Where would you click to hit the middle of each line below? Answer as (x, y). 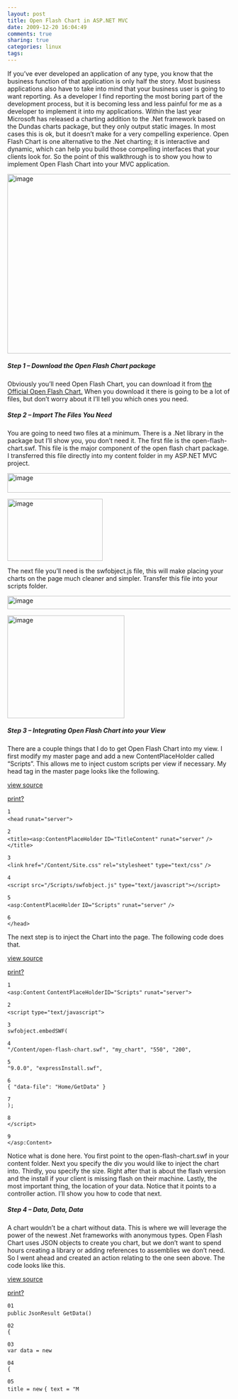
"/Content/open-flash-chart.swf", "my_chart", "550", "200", (100, 1049)
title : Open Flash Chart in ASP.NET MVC (68, 21)
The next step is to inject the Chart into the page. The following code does (116, 937)
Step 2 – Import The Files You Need (59, 415)
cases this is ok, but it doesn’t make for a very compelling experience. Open (118, 134)
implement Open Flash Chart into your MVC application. (89, 164)
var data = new (30, 1350)
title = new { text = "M (43, 1389)
